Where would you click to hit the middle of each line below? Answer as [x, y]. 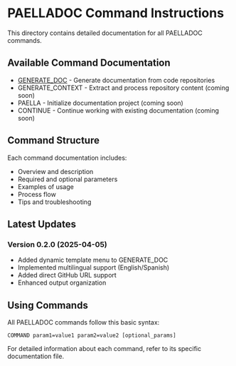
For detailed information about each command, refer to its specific [104, 349]
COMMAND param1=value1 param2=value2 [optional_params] [92, 336]
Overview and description [55, 171]
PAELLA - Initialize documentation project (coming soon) [100, 103]
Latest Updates [42, 224]
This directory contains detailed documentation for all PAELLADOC [105, 33]
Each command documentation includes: [67, 158]
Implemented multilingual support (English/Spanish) [93, 268]
